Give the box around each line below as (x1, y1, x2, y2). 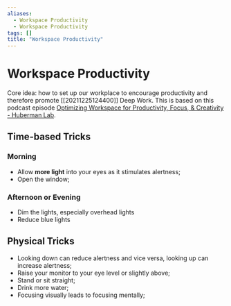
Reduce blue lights (17, 216, 71, 224)
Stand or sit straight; (17, 275, 76, 284)
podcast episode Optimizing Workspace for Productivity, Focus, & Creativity (7, 103, 224, 112)
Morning (7, 152, 37, 162)
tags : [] (7, 29, 33, 37)
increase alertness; (17, 261, 73, 269)
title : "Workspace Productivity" (7, 36, 104, 43)
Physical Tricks (7, 235, 75, 247)
